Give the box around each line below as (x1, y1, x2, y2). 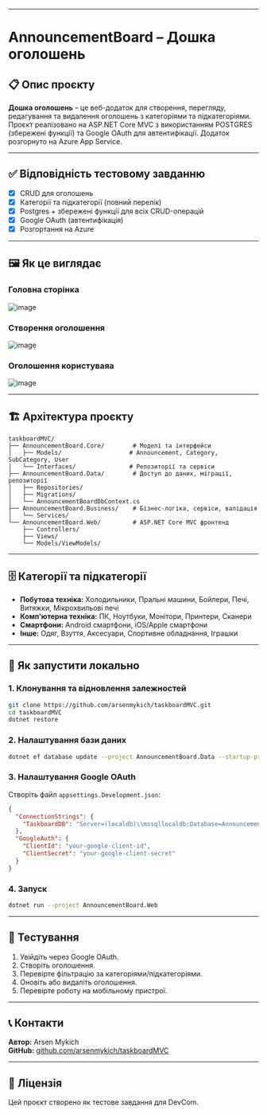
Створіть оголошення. (19, 960, 95, 970)
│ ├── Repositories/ (8, 483, 83, 492)
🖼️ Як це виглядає (8, 256, 102, 270)
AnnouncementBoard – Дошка (8, 29, 216, 46)
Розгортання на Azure (19, 225, 95, 234)
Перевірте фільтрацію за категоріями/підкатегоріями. (19, 968, 203, 978)
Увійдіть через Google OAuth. (19, 952, 119, 961)
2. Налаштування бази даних (8, 734, 127, 745)
